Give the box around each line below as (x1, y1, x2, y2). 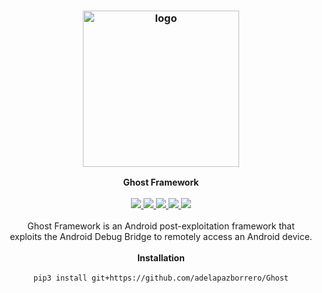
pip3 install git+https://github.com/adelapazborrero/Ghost (32, 273, 290, 284)
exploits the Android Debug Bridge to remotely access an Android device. (9, 231, 313, 243)
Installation (137, 252, 185, 264)
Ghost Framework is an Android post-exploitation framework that (27, 220, 295, 232)
